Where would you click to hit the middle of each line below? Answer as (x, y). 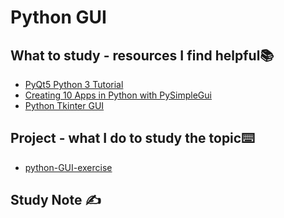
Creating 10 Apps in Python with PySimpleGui (118, 95)
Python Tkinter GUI (64, 105)
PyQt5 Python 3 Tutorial (74, 84)
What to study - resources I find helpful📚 (142, 55)
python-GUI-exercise (68, 167)
